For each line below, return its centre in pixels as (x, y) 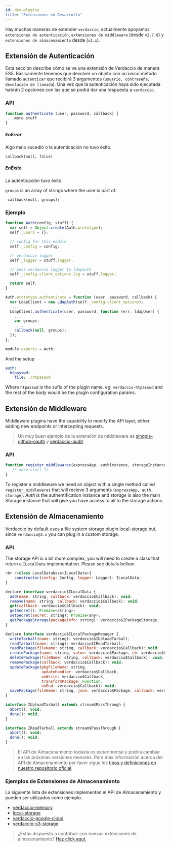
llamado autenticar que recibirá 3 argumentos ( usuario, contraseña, (78, 79)
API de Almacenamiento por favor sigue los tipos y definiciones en (87, 763)
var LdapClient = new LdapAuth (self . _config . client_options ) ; (77, 302)
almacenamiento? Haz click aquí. (52, 839)
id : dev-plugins (22, 10)
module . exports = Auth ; (30, 349)
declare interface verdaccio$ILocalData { (51, 592)
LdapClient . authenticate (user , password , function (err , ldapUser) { (84, 311)
